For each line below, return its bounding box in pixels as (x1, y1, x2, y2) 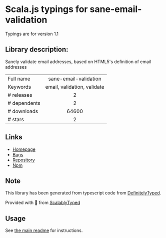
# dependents (7, 99, 41, 106)
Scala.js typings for (5, 4, 88, 15)
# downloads (7, 108, 38, 115)
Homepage (12, 146, 36, 152)
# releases (7, 91, 32, 98)
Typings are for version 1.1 (5, 31, 59, 37)
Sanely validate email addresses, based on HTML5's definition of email (5, 59, 151, 65)
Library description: (5, 45, 68, 54)
